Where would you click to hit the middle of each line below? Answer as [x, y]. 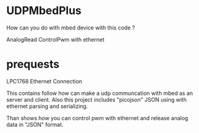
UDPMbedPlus [44, 11]
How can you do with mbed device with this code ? [71, 28]
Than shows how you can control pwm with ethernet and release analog [97, 118]
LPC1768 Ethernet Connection [44, 81]
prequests [33, 64]
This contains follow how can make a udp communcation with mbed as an [99, 93]
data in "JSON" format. [35, 124]
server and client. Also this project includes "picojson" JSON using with [96, 99]
